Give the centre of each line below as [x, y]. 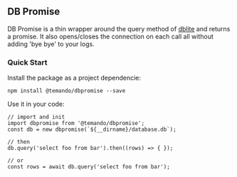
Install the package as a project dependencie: [74, 78]
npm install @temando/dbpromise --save [67, 91]
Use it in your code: [36, 104]
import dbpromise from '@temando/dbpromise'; [76, 124]
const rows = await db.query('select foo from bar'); [89, 167]
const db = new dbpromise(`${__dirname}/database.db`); [92, 130]
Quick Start [27, 62]
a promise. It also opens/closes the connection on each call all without [110, 36]
